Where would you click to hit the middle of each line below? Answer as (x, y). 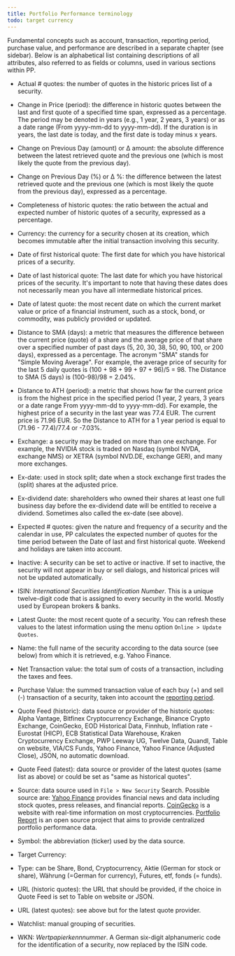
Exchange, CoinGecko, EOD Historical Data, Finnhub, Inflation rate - (115, 726)
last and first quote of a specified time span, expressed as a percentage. (122, 112)
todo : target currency (40, 20)
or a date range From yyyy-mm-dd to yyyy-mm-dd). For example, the (117, 405)
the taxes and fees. (45, 676)
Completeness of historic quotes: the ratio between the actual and (113, 205)
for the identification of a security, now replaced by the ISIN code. (112, 944)
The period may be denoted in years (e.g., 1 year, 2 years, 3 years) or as (121, 119)
